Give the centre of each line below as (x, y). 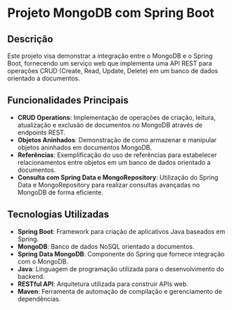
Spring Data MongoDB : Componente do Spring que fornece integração (121, 254)
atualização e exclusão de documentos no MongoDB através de (110, 125)
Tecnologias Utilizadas (58, 215)
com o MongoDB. (43, 261)
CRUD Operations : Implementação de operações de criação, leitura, (116, 117)
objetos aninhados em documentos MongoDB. (85, 147)
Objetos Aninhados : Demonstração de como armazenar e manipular (117, 139)
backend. (31, 276)
